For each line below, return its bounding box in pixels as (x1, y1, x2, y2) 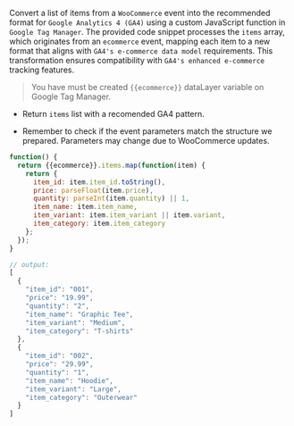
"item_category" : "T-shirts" (25, 326, 134, 336)
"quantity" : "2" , (25, 301, 90, 311)
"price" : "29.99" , (25, 360, 94, 369)
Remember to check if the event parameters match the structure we (21, 126, 273, 137)
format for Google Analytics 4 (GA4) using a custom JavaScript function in (9, 17, 286, 28)
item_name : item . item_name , (32, 203, 139, 212)
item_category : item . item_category (32, 219, 166, 228)
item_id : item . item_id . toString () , (32, 178, 166, 187)
